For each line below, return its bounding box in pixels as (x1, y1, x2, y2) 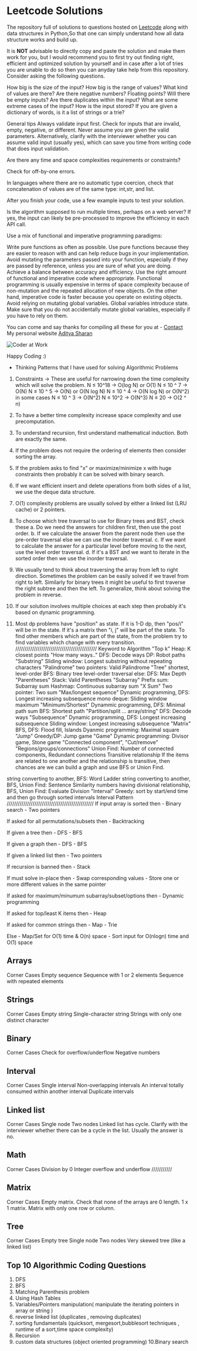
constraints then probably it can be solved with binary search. (15, 471, 165, 478)
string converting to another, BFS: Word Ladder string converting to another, (6, 775, 191, 782)
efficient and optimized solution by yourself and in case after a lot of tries (6, 60, 184, 67)
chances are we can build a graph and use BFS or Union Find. (15, 764, 165, 771)
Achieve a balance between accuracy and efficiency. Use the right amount (6, 268, 187, 275)
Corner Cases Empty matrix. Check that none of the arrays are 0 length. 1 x (6, 1198, 188, 1205)
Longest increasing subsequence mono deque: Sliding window (15, 695, 168, 702)
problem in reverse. (15, 591, 63, 598)
